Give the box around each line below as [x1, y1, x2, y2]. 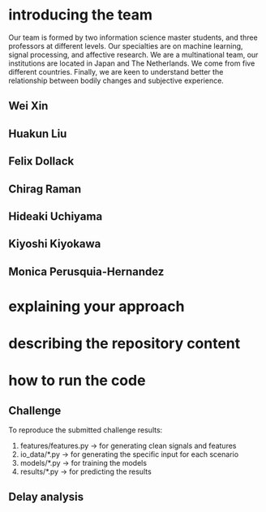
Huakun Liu [8, 127, 67, 140]
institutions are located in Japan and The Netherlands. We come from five [8, 58, 255, 68]
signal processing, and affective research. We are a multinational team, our [8, 49, 259, 59]
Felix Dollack [8, 154, 75, 168]
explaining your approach [8, 297, 185, 316]
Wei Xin [8, 99, 49, 113]
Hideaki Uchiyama [8, 209, 103, 223]
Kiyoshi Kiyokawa [8, 237, 101, 251]
